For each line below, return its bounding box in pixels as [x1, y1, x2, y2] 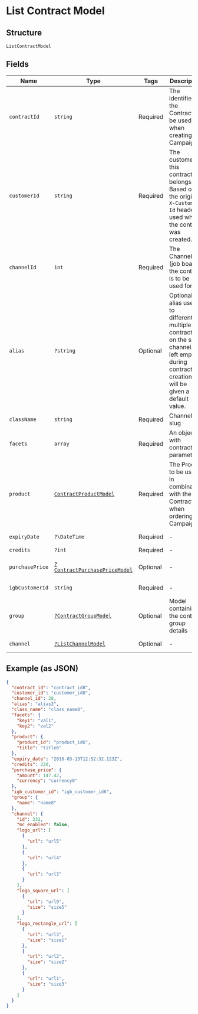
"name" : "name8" [16, 800, 57, 806]
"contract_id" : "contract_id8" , [11, 684, 91, 690]
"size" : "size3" [27, 981, 67, 987]
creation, [169, 372, 194, 380]
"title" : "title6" [16, 745, 62, 751]
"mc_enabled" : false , [16, 822, 70, 828]
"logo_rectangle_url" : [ [16, 921, 78, 927]
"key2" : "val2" [16, 723, 54, 729]
